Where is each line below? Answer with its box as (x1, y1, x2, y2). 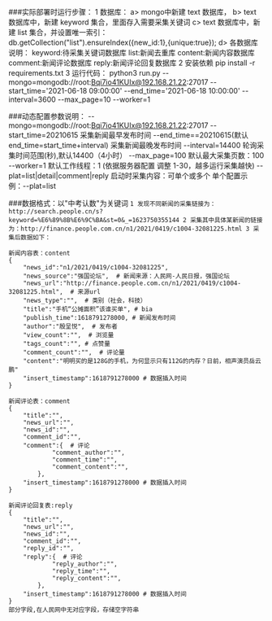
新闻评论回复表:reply (8, 501, 73, 509)
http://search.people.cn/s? (8, 208, 104, 216)
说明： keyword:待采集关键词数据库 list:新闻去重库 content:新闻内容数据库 (8, 48, 256, 57)
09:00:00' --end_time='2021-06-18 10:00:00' (89, 86, 241, 95)
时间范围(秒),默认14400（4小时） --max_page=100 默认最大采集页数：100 (15, 151, 265, 160)
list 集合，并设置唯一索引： (17, 28, 108, 37)
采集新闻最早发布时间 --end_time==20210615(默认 (80, 130, 249, 140)
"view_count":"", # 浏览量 (23, 331, 114, 339)
